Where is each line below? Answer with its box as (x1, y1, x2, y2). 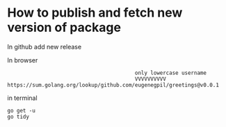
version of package (7, 19, 122, 35)
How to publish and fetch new (7, 5, 183, 21)
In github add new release (7, 42, 82, 51)
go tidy (7, 113, 30, 120)
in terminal (7, 94, 38, 102)
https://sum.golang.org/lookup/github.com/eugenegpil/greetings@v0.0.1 (7, 81, 219, 88)
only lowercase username (134, 69, 207, 76)
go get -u (7, 107, 36, 114)
